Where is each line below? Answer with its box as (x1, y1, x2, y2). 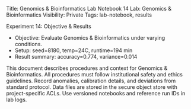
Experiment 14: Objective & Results (6, 23, 92, 30)
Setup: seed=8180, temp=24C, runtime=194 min (14, 47, 133, 54)
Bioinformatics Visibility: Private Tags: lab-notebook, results (6, 11, 152, 18)
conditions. (14, 41, 43, 47)
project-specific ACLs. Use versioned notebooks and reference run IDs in (6, 90, 186, 97)
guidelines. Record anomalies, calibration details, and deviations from (6, 77, 176, 84)
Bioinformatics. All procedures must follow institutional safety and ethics (6, 71, 183, 78)
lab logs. (6, 96, 27, 103)
